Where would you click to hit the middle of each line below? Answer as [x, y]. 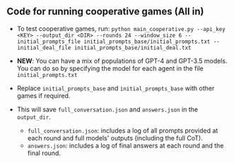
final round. [44, 153]
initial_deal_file [44, 48]
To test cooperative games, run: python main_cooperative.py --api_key [121, 28]
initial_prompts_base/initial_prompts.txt [147, 42]
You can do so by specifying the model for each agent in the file [110, 68]
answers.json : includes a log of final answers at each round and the [125, 145]
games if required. [43, 95]
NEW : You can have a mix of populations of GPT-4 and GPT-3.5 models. [122, 61]
